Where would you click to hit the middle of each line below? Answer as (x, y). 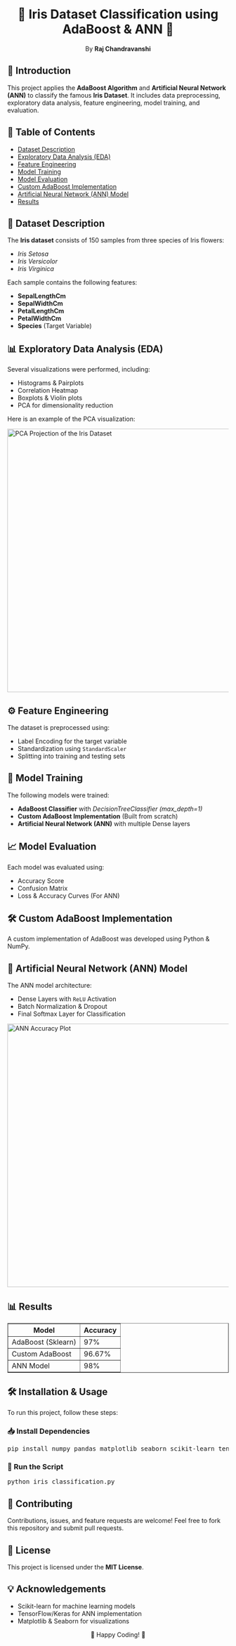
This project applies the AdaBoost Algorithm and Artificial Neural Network (117, 88)
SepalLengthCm (42, 296)
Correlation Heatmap (48, 391)
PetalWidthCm (39, 318)
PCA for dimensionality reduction (65, 405)
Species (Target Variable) (55, 326)
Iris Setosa (33, 254)
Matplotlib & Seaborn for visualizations (73, 1621)
